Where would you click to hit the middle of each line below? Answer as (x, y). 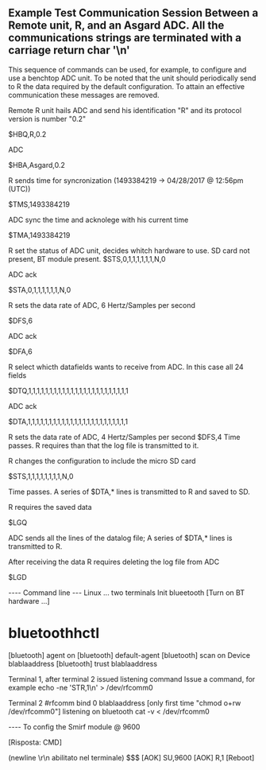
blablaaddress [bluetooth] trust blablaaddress (83, 663)
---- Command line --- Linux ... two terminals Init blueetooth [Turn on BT (126, 593)
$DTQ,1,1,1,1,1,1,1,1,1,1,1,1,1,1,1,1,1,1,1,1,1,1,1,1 (68, 391)
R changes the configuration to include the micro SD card (102, 461)
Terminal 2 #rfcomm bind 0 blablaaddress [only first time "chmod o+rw (125, 702)
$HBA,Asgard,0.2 (37, 165)
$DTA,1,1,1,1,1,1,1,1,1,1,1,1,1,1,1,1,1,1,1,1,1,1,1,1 (68, 422)
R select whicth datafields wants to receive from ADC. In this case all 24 (126, 367)
